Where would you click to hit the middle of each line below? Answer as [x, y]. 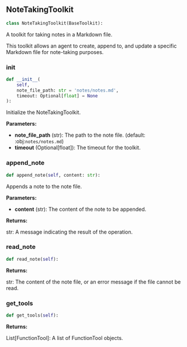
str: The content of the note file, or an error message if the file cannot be [93, 282]
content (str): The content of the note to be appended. [80, 209]
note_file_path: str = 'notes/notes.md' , [67, 90]
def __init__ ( [23, 79]
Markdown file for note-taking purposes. [55, 52]
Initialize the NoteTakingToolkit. [43, 112]
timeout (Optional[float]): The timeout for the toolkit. [77, 148]
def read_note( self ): [32, 259]
